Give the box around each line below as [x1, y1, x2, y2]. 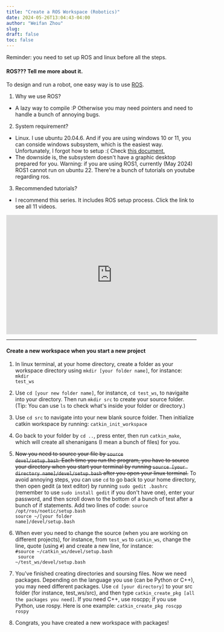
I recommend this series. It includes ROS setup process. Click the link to [14, 196, 194, 204]
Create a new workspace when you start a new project [6, 347, 146, 354]
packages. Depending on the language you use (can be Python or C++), [14, 576, 195, 584]
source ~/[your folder [14, 513, 72, 520]
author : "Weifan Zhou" [6, 20, 63, 26]
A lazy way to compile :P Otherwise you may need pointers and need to [14, 104, 193, 112]
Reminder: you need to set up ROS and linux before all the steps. [6, 54, 167, 61]
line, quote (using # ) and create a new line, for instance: [14, 542, 154, 550]
